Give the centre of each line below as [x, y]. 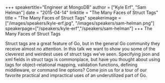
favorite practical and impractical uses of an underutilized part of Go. [76, 75]
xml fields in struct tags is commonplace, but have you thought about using [83, 59]
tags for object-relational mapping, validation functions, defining [71, 65]
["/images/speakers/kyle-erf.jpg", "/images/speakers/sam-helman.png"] [80, 23]
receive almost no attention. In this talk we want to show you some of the [80, 49]
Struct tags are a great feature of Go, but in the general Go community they [82, 43]
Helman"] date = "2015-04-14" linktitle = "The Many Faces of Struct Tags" [82, 12]
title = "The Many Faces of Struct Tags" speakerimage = [63, 18]
